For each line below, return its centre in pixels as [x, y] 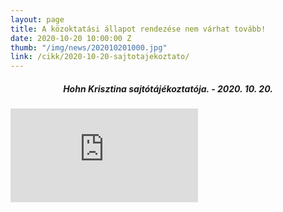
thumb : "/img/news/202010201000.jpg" [89, 47]
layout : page [37, 19]
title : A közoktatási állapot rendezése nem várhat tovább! [138, 29]
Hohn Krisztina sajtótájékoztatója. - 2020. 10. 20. [168, 88]
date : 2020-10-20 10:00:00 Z [71, 38]
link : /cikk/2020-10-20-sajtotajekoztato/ [100, 57]
